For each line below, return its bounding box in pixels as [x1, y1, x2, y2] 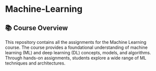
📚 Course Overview [5, 24, 68, 32]
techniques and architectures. [5, 60, 66, 66]
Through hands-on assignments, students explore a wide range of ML [5, 55, 147, 61]
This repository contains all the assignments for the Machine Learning [5, 39, 147, 45]
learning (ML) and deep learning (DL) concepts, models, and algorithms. [5, 50, 151, 55]
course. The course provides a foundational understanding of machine [5, 44, 148, 50]
